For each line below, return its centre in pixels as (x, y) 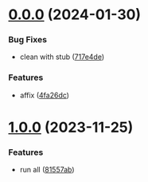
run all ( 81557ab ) (47, 170)
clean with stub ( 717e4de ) (62, 57)
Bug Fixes (28, 40)
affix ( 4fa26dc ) (45, 95)
